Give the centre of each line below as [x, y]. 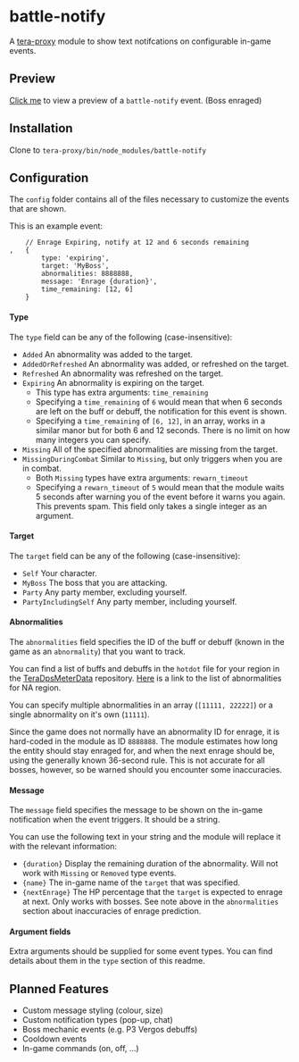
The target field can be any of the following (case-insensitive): [125, 556]
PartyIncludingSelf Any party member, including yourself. [129, 601]
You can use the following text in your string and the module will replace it [145, 837]
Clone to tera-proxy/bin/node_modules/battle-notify [108, 150]
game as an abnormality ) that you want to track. [97, 651]
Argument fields [40, 932]
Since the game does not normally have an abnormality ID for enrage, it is [145, 732]
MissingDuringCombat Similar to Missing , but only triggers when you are [152, 458]
